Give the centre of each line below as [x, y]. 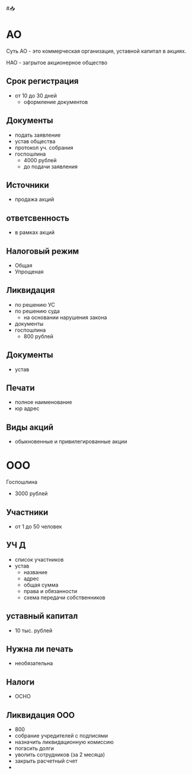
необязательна [34, 663]
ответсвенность [38, 218]
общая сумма [41, 585]
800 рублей [38, 336]
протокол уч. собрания [44, 147]
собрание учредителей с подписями [61, 736]
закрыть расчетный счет [46, 761]
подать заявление [38, 135]
